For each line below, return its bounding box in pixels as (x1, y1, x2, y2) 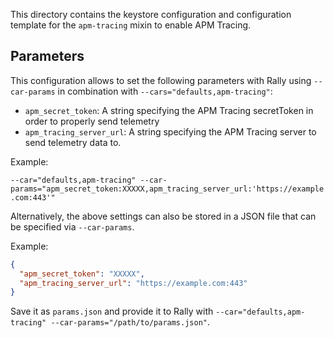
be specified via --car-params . (10, 220, 135, 233)
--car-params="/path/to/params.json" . (50, 316, 211, 328)
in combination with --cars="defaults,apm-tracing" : (57, 85, 273, 97)
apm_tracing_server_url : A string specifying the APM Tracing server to (24, 125, 317, 138)
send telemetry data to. (24, 136, 122, 148)
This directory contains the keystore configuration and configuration (10, 9, 292, 20)
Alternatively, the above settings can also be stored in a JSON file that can (10, 210, 317, 222)
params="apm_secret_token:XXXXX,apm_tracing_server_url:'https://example (10, 184, 325, 194)
